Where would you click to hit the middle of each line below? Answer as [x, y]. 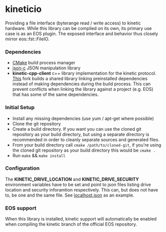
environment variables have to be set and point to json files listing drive [78, 184]
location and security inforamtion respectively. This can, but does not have [82, 190]
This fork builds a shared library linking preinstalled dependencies [80, 79]
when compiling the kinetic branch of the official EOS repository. [71, 224]
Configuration [22, 168]
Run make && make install [39, 155]
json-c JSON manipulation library [46, 68]
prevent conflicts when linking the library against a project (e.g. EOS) [83, 89]
